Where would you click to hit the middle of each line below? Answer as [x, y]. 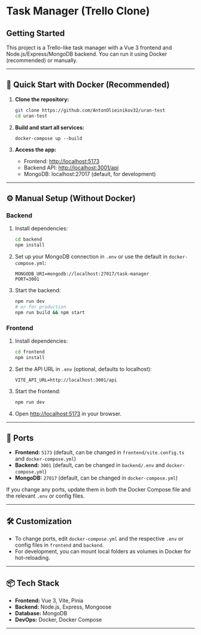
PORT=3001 [27, 279]
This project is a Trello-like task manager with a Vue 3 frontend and [89, 47]
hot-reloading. [33, 558]
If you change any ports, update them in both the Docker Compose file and [98, 490]
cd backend [28, 239]
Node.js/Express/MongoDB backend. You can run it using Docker [87, 54]
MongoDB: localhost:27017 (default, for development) [90, 174]
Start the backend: [38, 290]
